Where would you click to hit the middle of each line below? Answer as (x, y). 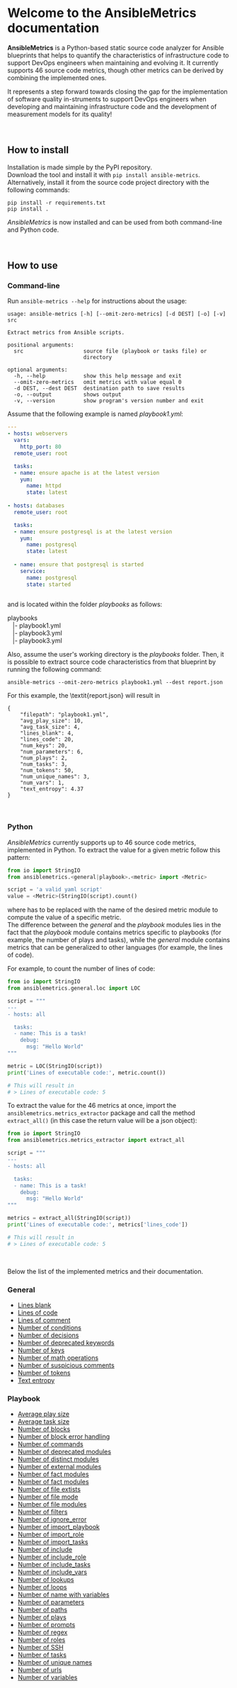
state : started (48, 584)
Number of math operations (58, 1358)
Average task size (44, 1422)
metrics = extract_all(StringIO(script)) (69, 1218)
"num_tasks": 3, (44, 764)
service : (33, 571)
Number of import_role (51, 1534)
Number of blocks (44, 1429)
